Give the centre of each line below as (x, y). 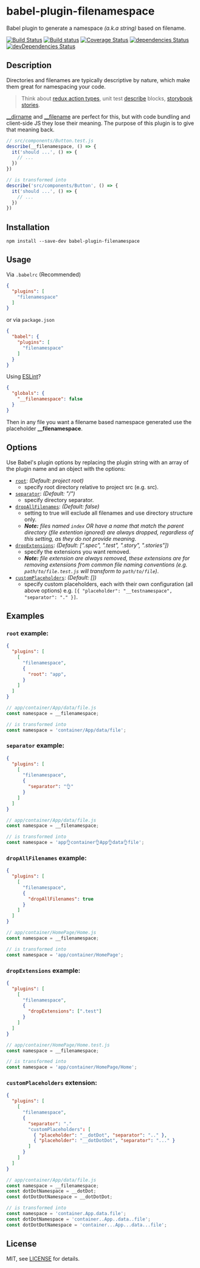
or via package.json (30, 320)
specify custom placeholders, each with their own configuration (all (109, 584)
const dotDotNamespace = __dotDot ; (51, 1191)
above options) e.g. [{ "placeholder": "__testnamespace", (98, 590)
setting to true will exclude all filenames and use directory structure (109, 513)
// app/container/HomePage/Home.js (51, 933)
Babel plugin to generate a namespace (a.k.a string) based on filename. (96, 28)
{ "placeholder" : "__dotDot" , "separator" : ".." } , (100, 1135)
